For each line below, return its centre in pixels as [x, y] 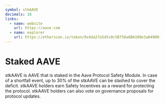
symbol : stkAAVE [22, 10]
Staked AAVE [33, 62]
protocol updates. [23, 96]
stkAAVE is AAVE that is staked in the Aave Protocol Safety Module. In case [81, 75]
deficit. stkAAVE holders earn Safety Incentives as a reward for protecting [80, 86]
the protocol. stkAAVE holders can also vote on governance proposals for [79, 91]
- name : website [26, 23]
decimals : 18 [18, 14]
